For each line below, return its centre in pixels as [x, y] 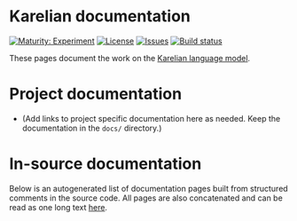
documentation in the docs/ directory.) [92, 128]
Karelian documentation [100, 16]
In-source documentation [106, 164]
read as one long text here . [59, 207]
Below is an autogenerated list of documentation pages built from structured [148, 188]
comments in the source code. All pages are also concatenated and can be [146, 198]
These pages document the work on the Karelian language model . [130, 58]
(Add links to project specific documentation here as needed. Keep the [151, 118]
